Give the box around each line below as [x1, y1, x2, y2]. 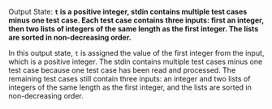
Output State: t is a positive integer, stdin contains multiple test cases [8, 7, 248, 16]
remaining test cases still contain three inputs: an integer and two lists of [8, 74, 251, 83]
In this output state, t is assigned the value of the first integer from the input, [8, 48, 265, 57]
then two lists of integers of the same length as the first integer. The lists [8, 24, 259, 33]
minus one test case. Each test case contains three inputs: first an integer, [8, 15, 264, 25]
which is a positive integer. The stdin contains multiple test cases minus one [8, 57, 263, 66]
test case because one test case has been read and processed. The [8, 65, 236, 75]
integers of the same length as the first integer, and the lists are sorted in [8, 82, 252, 92]
